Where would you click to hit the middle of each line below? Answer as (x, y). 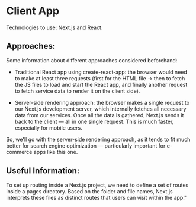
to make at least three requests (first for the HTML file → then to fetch (100, 78)
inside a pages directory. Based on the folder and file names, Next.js (89, 191)
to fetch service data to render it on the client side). (77, 91)
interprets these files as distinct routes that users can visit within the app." (97, 197)
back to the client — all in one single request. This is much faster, (94, 121)
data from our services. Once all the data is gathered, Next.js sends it (99, 115)
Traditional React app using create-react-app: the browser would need (101, 72)
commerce (19, 152)
